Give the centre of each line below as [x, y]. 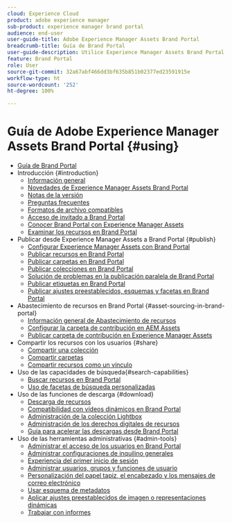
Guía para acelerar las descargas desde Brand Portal [103, 431]
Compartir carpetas [55, 358]
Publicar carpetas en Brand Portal [76, 262]
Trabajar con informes [59, 513]
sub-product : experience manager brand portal [75, 26]
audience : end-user [35, 33]
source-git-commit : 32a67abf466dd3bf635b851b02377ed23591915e [99, 72]
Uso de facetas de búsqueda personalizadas [91, 387]
